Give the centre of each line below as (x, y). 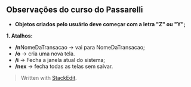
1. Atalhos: (19, 36)
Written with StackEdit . (49, 77)
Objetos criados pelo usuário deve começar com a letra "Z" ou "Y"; (100, 24)
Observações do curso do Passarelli (75, 10)
